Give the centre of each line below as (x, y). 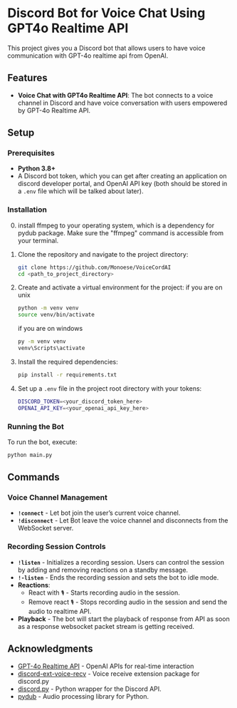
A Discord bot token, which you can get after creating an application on (122, 176)
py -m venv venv (42, 342)
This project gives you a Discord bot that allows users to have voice (106, 48)
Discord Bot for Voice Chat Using (106, 13)
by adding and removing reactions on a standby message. (103, 570)
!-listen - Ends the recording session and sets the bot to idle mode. (118, 577)
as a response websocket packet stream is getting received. (106, 626)
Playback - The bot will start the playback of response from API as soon (123, 619)
